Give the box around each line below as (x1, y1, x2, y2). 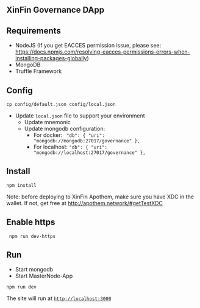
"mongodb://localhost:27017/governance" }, (33, 150, 146, 156)
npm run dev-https (9, 233, 56, 239)
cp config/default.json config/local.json (6, 102, 116, 108)
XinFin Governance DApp (6, 5, 105, 15)
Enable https (6, 217, 55, 228)
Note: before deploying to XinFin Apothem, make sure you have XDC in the (6, 193, 194, 200)
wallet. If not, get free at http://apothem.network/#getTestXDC (6, 199, 163, 206)
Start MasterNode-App (15, 272, 73, 279)
